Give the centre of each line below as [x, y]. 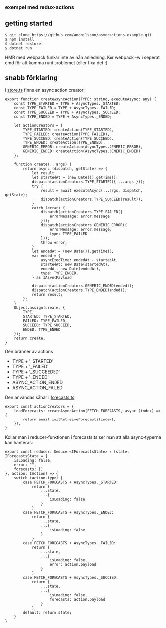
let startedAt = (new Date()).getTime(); [75, 177]
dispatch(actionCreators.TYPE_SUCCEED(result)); [91, 199]
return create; [30, 338]
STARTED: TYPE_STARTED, [47, 316]
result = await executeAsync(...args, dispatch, [91, 190]
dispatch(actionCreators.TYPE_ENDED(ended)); [79, 290]
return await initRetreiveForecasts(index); [70, 419]
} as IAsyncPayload [52, 277]
